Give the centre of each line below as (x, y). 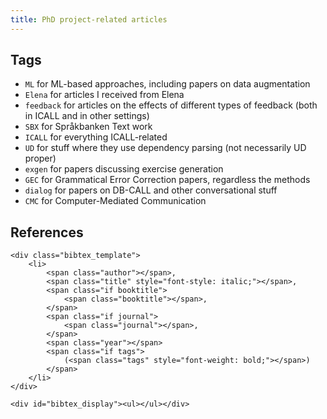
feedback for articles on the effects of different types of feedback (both (171, 105)
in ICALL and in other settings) (87, 116)
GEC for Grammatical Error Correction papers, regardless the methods (167, 180)
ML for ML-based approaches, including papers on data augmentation (167, 84)
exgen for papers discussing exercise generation (124, 169)
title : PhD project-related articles (89, 19)
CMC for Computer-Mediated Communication (115, 201)
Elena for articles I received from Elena (104, 95)
